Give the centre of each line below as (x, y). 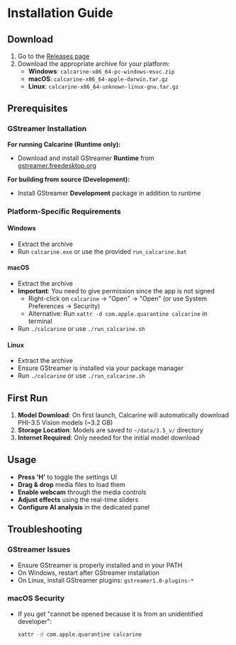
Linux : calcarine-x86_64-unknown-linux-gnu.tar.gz (103, 86)
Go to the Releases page (54, 56)
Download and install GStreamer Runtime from (86, 158)
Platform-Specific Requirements (64, 211)
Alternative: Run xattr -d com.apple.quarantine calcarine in (118, 314)
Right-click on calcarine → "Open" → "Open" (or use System (118, 298)
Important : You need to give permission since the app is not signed (116, 291)
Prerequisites (38, 109)
